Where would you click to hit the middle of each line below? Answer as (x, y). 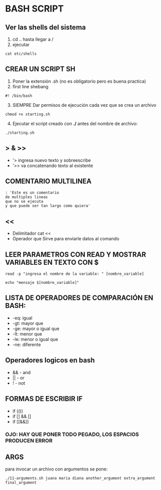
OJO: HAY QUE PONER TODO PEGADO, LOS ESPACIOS (72, 434)
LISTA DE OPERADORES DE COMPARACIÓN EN (79, 298)
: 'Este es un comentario (32, 193)
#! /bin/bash (19, 96)
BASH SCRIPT (34, 9)
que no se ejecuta (24, 202)
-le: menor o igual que (35, 339)
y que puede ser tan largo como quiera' (48, 206)
